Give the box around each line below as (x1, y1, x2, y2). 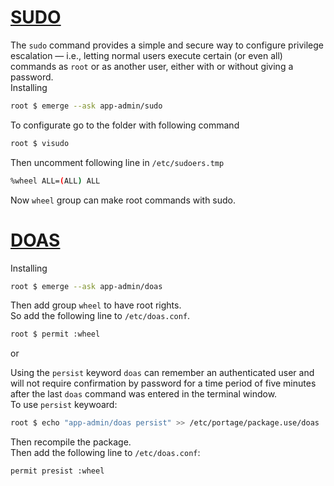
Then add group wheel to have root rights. (10, 299, 182, 311)
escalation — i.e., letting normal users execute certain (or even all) (10, 49, 283, 61)
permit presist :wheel (10, 466, 105, 476)
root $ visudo (10, 138, 70, 148)
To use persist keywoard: (10, 399, 118, 411)
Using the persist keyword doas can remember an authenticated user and (10, 367, 315, 379)
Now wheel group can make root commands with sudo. (10, 194, 237, 206)
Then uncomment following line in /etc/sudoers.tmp (10, 156, 225, 168)
